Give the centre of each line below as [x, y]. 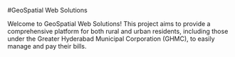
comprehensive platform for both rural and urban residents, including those [118, 31]
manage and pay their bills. [47, 46]
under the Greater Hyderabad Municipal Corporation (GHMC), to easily [111, 39]
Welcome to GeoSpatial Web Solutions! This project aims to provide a [109, 24]
